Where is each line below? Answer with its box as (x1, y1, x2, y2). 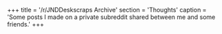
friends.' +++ (7, 20, 45, 28)
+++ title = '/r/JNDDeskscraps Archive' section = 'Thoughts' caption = (7, 6, 207, 14)
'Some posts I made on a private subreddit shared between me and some (7, 13, 216, 21)
